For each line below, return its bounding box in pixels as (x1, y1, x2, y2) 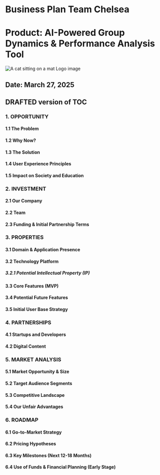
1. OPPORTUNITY (5, 113, 49, 120)
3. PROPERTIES (5, 234, 44, 241)
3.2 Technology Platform (5, 258, 59, 264)
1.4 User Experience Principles (5, 161, 72, 167)
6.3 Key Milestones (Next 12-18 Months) (5, 452, 92, 458)
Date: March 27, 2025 (5, 80, 75, 89)
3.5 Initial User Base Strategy (5, 306, 68, 312)
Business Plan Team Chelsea (5, 4, 130, 15)
